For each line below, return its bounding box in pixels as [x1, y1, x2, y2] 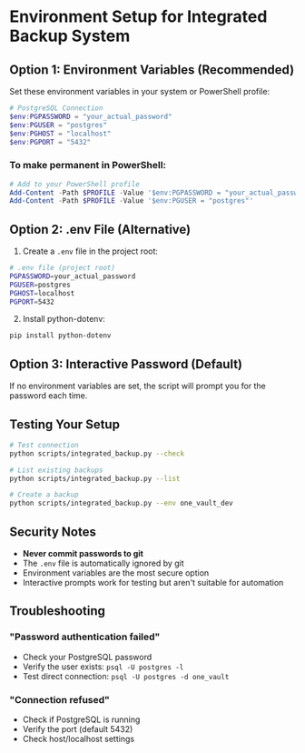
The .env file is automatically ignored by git [22, 557, 184, 569]
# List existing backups [9, 466, 103, 475]
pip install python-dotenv [9, 331, 112, 340]
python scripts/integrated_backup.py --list [9, 474, 181, 483]
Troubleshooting [9, 603, 106, 619]
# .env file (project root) [9, 264, 116, 273]
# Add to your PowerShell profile [9, 179, 141, 188]
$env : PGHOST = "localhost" [9, 129, 112, 138]
